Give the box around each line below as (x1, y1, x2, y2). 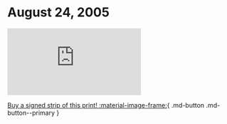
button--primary (7, 108, 56, 117)
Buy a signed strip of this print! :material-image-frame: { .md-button (7, 100, 205, 109)
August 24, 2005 (7, 4, 110, 21)
